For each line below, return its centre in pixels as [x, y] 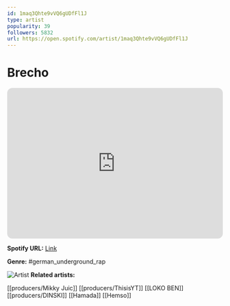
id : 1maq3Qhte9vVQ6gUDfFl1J [47, 13]
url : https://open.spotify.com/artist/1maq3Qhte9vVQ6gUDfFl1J [98, 39]
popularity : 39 [29, 26]
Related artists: [53, 275]
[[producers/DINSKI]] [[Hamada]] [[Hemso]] [69, 296]
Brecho [28, 73]
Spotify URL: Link [32, 248]
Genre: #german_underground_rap [56, 262]
